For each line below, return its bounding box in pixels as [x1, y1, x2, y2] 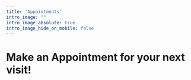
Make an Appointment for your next [6, 51, 185, 64]
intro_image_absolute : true [6, 20, 76, 25]
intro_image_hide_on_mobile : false [6, 25, 94, 31]
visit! [6, 63, 31, 77]
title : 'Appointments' [6, 8, 62, 15]
